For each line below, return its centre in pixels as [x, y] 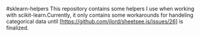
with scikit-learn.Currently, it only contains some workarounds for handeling [100, 15]
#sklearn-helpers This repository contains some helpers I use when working [100, 9]
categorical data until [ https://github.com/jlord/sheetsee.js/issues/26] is [95, 21]
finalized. [17, 28]
